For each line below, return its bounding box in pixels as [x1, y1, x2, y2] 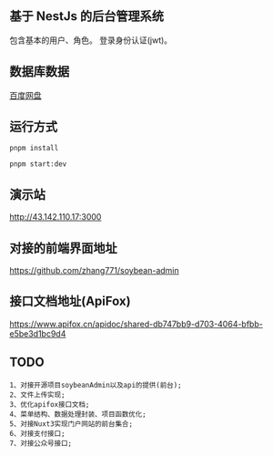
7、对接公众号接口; [9, 439, 73, 448]
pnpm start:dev [9, 160, 67, 169]
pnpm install [9, 144, 59, 153]
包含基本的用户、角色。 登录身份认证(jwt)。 [9, 35, 173, 46]
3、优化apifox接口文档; [9, 399, 90, 409]
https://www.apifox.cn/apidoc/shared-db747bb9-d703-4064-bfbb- [9, 318, 264, 329]
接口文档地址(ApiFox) [9, 294, 131, 309]
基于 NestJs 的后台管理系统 [9, 8, 164, 25]
